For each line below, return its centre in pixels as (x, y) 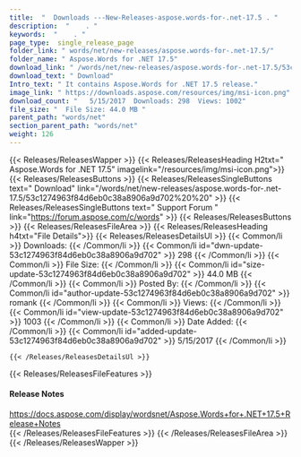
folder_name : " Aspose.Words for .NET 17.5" (94, 59)
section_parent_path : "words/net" (74, 126)
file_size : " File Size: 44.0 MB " (77, 109)
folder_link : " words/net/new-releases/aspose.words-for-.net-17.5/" (142, 51)
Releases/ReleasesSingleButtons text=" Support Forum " (114, 207)
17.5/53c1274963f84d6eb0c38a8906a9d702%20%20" (111, 197)
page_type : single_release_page (72, 43)
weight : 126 (31, 134)
